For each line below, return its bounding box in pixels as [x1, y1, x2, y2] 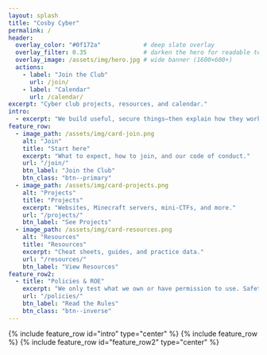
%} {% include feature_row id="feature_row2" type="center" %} [8, 337, 220, 346]
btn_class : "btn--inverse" [22, 307, 112, 314]
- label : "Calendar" [22, 85, 91, 94]
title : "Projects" [22, 196, 83, 204]
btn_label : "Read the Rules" [22, 299, 119, 307]
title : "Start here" [22, 145, 91, 152]
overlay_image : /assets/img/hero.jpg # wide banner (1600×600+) [15, 56, 233, 64]
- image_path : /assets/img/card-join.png [15, 129, 155, 137]
